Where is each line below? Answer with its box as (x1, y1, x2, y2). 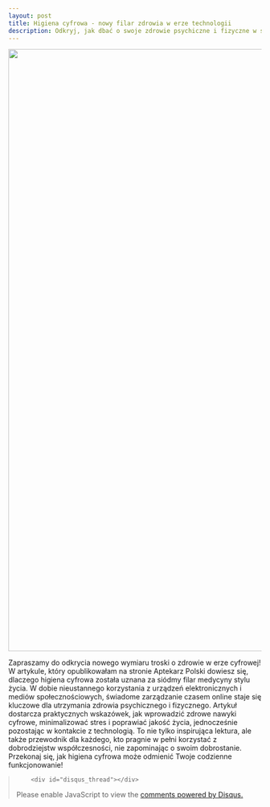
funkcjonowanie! (8, 760, 63, 770)
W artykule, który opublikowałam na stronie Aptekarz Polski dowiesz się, (8, 666, 249, 676)
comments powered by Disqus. (140, 790, 243, 800)
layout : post (8, 11, 52, 20)
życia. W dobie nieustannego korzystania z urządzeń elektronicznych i (8, 683, 243, 693)
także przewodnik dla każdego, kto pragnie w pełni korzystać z (8, 735, 217, 744)
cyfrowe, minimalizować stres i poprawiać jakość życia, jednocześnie (8, 718, 239, 728)
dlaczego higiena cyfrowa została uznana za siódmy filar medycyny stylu (8, 675, 251, 685)
